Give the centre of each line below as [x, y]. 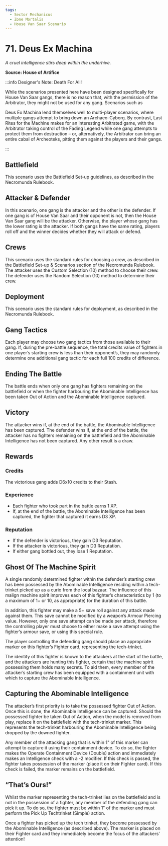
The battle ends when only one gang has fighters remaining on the [74, 386]
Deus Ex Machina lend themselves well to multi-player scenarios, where [79, 112]
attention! [15, 839]
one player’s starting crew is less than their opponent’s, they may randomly [82, 353]
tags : [11, 10]
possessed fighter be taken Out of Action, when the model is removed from [83, 716]
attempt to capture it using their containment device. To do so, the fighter [81, 747]
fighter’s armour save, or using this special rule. [54, 632]
